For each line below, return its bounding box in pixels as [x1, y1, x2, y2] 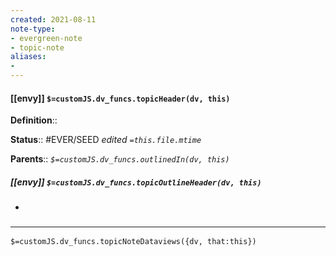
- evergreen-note [10, 33, 83, 43]
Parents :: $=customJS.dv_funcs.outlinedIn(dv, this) [10, 153, 230, 165]
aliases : [10, 52, 47, 62]
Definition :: [10, 114, 58, 126]
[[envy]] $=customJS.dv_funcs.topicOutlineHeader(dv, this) [10, 176, 262, 188]
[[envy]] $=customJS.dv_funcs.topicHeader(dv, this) [10, 92, 231, 104]
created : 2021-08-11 [10, 14, 97, 25]
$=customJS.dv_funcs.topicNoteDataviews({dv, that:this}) [10, 237, 257, 247]
